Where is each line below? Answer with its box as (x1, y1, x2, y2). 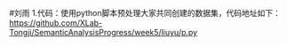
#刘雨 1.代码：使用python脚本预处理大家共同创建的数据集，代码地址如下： (9, 8, 282, 18)
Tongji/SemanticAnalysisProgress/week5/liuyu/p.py (9, 27, 198, 37)
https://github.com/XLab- (9, 18, 103, 28)
